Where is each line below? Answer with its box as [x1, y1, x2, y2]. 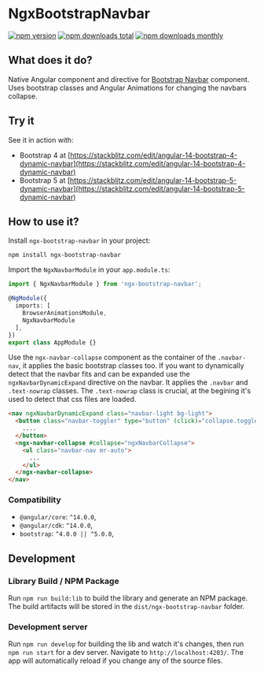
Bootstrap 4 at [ [19, 151, 71, 160]
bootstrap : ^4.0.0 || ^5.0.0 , [19, 529, 114, 538]
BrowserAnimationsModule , [22, 309, 108, 317]
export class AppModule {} [8, 338, 97, 347]
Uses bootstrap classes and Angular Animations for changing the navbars [8, 83, 247, 92]
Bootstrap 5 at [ [19, 175, 71, 185]
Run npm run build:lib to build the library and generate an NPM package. [8, 593, 248, 603]
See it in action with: [8, 135, 74, 144]
